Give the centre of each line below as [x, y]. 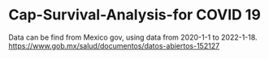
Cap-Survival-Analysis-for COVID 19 [135, 15]
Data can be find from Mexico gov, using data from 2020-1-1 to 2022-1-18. [133, 37]
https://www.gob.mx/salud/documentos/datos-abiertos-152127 [114, 45]
